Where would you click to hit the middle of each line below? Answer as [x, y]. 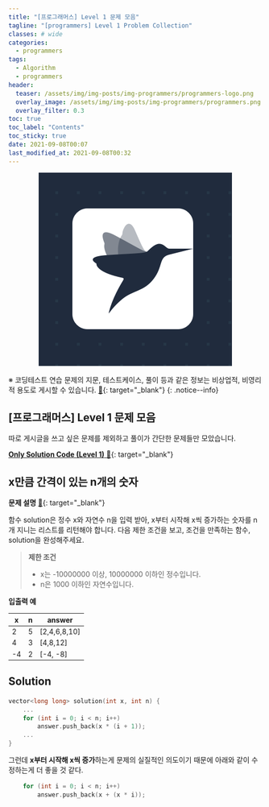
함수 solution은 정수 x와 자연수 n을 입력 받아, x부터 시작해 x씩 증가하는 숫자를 [130, 520]
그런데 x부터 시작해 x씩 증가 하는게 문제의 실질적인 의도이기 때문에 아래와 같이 [129, 760]
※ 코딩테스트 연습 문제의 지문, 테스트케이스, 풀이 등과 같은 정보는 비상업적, [124, 379]
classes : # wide [35, 34]
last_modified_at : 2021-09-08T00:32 [70, 153]
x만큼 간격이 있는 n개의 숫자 [73, 482]
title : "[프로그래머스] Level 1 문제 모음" [74, 17]
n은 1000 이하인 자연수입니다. [87, 585]
